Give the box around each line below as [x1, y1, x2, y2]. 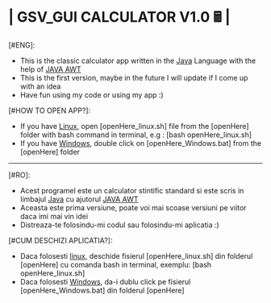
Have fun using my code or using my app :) [19, 89, 164, 99]
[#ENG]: [8, 39, 35, 50]
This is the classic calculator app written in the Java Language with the [19, 56, 256, 65]
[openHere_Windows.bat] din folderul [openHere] [19, 285, 185, 295]
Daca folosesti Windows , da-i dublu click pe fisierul [19, 276, 191, 286]
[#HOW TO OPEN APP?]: [8, 106, 91, 115]
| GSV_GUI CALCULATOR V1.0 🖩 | [8, 8, 231, 27]
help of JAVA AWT [19, 64, 82, 74]
